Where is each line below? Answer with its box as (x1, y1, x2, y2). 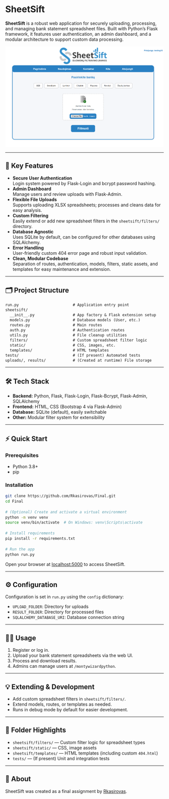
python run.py (5, 552, 35, 557)
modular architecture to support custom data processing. (5, 36, 124, 42)
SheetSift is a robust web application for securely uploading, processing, (5, 20, 157, 26)
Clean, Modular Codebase (12, 255, 69, 261)
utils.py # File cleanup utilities (10, 333, 127, 338)
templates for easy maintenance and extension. (12, 266, 111, 272)
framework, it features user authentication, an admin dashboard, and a (5, 31, 152, 37)
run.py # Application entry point (5, 303, 129, 308)
